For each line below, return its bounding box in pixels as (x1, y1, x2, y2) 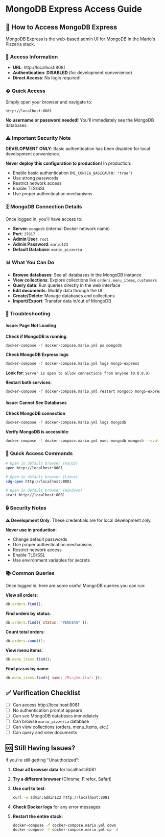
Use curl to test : (12, 786, 46, 791)
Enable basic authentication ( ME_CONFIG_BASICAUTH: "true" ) (12, 170, 133, 176)
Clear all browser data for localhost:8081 (12, 766, 96, 772)
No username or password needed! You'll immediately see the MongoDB (5, 117, 154, 123)
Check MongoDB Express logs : (5, 352, 70, 357)
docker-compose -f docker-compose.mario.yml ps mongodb (5, 343, 122, 348)
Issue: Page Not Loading (5, 323, 56, 328)
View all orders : (5, 592, 38, 598)
